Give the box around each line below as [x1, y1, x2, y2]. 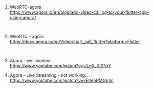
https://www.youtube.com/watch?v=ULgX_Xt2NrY [9, 63, 111, 68]
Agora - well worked [9, 58, 51, 63]
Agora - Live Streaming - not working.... [9, 72, 90, 78]
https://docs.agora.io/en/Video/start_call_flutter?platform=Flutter [9, 39, 140, 44]
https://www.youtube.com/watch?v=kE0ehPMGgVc [9, 78, 114, 83]
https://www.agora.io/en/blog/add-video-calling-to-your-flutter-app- [9, 9, 149, 15]
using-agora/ [9, 15, 37, 20]
